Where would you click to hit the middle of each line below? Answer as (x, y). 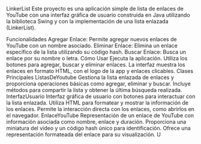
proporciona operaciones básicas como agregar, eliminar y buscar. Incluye (98, 84)
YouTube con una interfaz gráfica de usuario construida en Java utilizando (98, 15)
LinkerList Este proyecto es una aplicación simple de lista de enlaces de (95, 9)
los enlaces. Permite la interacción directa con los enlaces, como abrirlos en (100, 109)
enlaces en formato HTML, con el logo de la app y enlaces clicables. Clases (100, 71)
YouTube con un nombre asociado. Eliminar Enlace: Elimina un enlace (92, 45)
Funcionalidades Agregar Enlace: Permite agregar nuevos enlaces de (91, 39)
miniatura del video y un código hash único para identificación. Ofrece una (98, 128)
